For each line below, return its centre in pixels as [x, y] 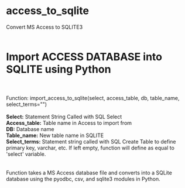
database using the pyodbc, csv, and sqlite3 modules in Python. [83, 179]
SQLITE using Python [59, 69]
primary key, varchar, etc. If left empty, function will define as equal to [90, 148]
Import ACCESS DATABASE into [84, 57]
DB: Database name [30, 129]
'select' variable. [26, 154]
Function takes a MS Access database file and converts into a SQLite [89, 172]
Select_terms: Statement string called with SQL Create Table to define [91, 141]
